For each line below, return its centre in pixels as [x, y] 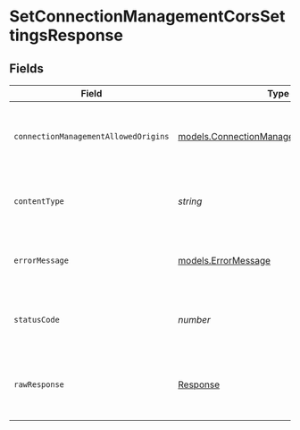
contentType [39, 202]
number [195, 320]
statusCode [37, 320]
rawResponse [39, 385]
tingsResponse [66, 35]
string [190, 201]
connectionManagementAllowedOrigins [92, 136]
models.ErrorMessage [224, 261]
